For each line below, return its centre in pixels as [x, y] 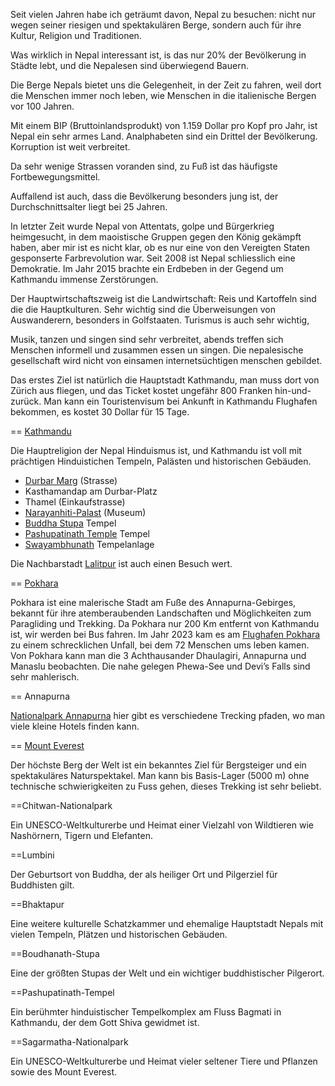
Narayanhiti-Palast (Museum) [85, 512]
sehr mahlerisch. [45, 677]
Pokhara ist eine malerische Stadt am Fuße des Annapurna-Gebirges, [153, 602]
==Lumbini [32, 855]
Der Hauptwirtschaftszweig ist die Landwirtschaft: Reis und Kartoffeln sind [163, 298]
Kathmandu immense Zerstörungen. [84, 279]
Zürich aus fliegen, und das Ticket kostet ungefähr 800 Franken [141, 390]
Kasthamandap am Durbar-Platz [91, 491]
